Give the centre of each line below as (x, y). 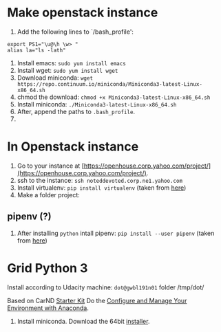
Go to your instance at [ (51, 166)
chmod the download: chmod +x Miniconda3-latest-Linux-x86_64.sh (114, 97)
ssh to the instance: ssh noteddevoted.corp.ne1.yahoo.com (100, 180)
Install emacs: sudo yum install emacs (71, 63)
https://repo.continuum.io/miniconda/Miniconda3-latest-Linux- (110, 84)
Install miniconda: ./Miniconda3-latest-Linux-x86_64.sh (97, 104)
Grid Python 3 (48, 268)
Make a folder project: (49, 195)
